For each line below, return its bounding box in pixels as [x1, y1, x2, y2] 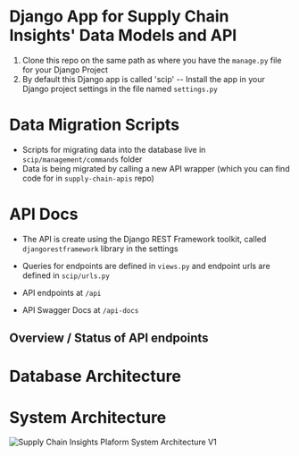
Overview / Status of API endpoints [9, 331, 209, 346]
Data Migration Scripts [9, 114, 180, 135]
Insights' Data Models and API [9, 25, 237, 46]
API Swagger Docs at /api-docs [21, 304, 139, 315]
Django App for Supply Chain [9, 6, 229, 27]
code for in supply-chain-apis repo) [21, 173, 154, 183]
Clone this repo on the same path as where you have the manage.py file [21, 55, 282, 65]
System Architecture [9, 407, 167, 427]
